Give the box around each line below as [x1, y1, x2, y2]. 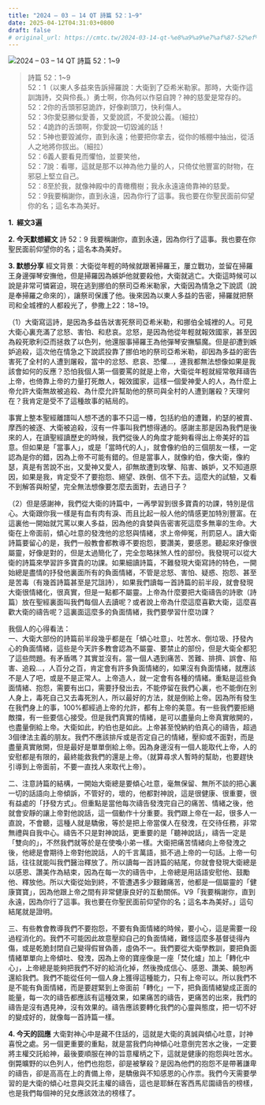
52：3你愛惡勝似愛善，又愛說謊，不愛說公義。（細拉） [27, 112, 203, 122]
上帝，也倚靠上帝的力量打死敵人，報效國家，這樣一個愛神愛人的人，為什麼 [8, 376, 250, 386]
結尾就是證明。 [8, 907, 57, 916]
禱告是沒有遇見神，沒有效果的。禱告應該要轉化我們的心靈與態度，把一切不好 [8, 1002, 257, 1012]
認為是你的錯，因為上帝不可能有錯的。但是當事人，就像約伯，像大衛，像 [8, 453, 243, 462]
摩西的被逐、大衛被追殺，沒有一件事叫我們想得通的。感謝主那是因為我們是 [8, 423, 250, 432]
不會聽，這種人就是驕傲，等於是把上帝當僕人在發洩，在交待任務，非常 [28, 818, 257, 828]
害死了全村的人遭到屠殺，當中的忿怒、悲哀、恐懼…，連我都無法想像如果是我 [8, 357, 256, 367]
